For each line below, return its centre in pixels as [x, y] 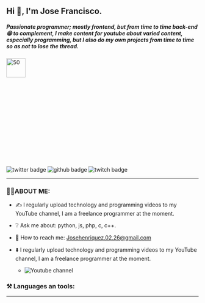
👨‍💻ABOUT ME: [28, 191]
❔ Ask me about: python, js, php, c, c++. [66, 225]
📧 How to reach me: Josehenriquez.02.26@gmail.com [83, 237]
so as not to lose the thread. [43, 46]
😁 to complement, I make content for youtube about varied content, [95, 33]
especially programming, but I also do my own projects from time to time [100, 40]
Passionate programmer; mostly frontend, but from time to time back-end [102, 27]
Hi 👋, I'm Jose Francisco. [54, 11]
